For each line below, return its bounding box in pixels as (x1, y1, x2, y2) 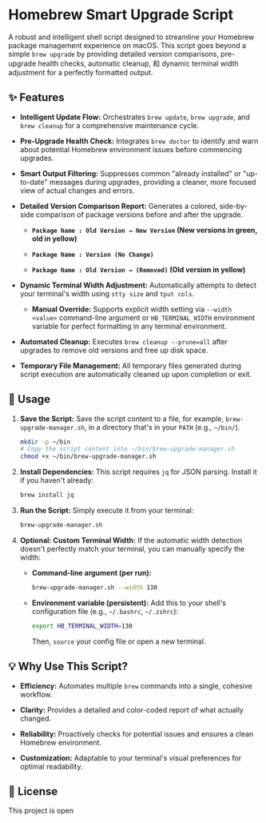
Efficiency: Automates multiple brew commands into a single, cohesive (19, 680, 253, 690)
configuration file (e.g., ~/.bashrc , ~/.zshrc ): (31, 606, 179, 616)
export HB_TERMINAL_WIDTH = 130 (31, 622, 133, 630)
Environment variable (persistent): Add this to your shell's (31, 598, 226, 608)
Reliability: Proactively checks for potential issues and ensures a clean (19, 729, 254, 738)
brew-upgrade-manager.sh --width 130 (31, 583, 158, 592)
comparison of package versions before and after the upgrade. (35, 210, 244, 219)
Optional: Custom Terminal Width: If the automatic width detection (19, 535, 243, 545)
